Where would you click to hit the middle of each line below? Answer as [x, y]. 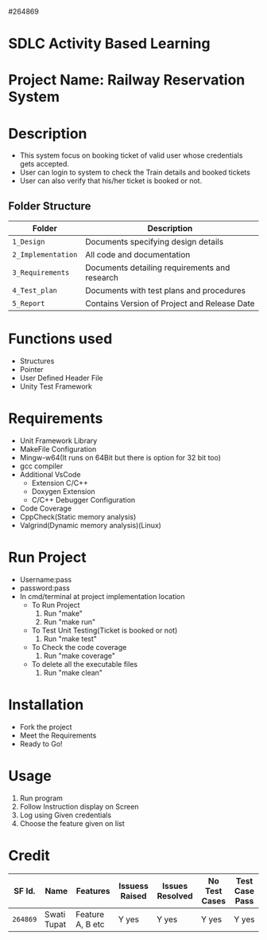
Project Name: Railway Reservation [127, 80]
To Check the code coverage [79, 647]
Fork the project [46, 727]
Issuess [133, 886]
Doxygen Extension [63, 492]
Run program [41, 798]
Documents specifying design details [154, 242]
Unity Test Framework [56, 386]
